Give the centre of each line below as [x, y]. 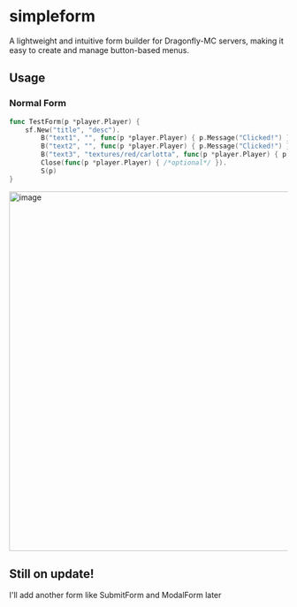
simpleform [52, 16]
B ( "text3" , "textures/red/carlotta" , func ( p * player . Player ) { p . [166, 155]
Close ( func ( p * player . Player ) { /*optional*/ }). [134, 163]
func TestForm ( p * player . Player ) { [75, 121]
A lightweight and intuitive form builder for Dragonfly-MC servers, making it [147, 41]
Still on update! [52, 574]
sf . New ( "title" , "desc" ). [73, 130]
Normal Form [38, 104]
